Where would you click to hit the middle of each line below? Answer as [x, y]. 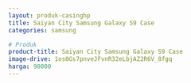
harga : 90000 [30, 67]
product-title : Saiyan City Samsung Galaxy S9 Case [95, 52]
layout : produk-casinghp [49, 15]
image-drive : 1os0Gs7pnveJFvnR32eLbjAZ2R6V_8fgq [90, 59]
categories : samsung [43, 30]
